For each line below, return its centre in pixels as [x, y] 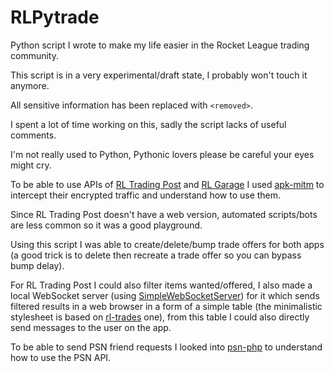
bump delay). [37, 265]
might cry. [31, 165]
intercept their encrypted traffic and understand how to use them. [146, 195]
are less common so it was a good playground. [106, 225]
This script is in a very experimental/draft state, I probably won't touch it [159, 75]
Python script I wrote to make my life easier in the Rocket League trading [160, 45]
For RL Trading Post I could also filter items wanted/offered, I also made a [161, 285]
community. [34, 55]
